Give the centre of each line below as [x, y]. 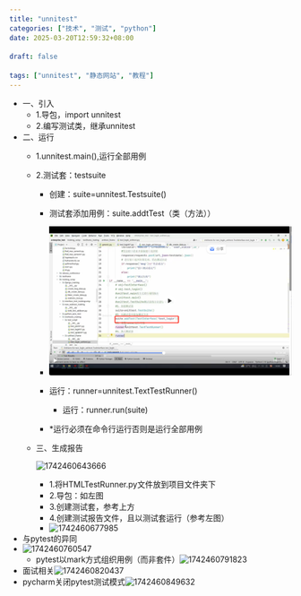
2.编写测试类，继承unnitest [86, 125]
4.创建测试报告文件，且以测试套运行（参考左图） [139, 518]
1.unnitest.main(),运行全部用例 [91, 156]
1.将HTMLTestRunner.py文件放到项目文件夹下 [133, 485]
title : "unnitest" [43, 19]
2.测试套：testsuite [71, 175]
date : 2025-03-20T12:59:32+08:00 [72, 38]
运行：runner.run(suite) [105, 410]
